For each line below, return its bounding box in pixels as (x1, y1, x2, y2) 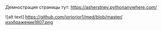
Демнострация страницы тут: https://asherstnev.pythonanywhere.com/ (5, 4, 157, 10)
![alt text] (5, 14, 24, 19)
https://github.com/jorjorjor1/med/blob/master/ (25, 14, 123, 19)
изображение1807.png (5, 19, 53, 25)
